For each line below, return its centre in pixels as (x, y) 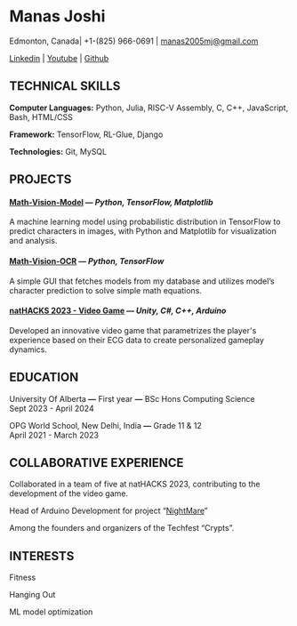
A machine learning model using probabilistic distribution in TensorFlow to (145, 222)
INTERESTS (42, 556)
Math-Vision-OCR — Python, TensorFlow (87, 261)
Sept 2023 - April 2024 (52, 408)
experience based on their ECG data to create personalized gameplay (137, 340)
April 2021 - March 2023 (54, 435)
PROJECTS (40, 180)
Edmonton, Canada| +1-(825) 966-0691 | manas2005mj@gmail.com (134, 41)
